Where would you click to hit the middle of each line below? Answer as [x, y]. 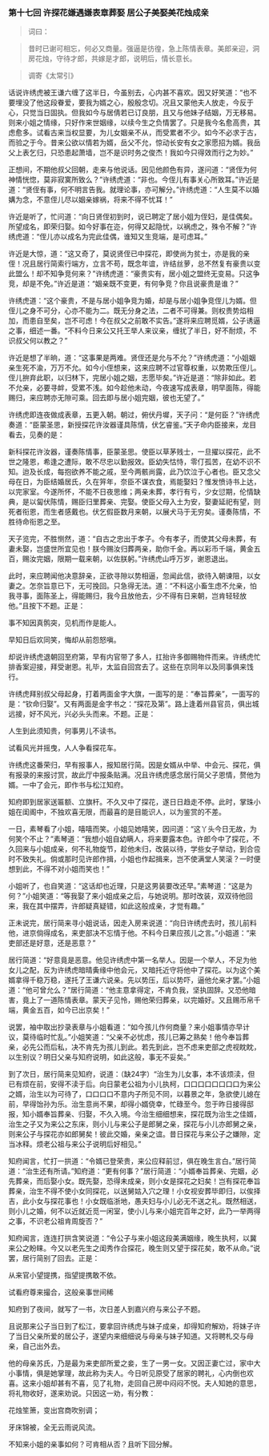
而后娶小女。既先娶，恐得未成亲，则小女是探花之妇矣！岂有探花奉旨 [148, 1181]
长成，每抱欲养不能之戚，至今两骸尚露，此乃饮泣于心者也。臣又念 [145, 472]
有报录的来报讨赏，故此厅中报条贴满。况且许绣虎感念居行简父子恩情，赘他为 [134, 775]
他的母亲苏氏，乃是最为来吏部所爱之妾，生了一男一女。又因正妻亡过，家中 [131, 1363]
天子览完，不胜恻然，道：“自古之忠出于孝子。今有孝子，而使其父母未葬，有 [133, 539]
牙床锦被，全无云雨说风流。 [54, 1427]
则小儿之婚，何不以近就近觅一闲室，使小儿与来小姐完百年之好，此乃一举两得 [134, 1211]
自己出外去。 [43, 1346]
